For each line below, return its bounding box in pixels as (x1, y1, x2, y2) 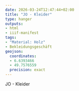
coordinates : (9, 53, 37, 59)
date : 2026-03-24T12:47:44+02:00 (5, 7, 75, 12)
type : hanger (5, 16, 32, 21)
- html (5, 26, 19, 31)
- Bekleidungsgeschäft (5, 44, 52, 49)
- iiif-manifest (5, 30, 39, 35)
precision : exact (9, 68, 46, 73)
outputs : (5, 21, 23, 26)
